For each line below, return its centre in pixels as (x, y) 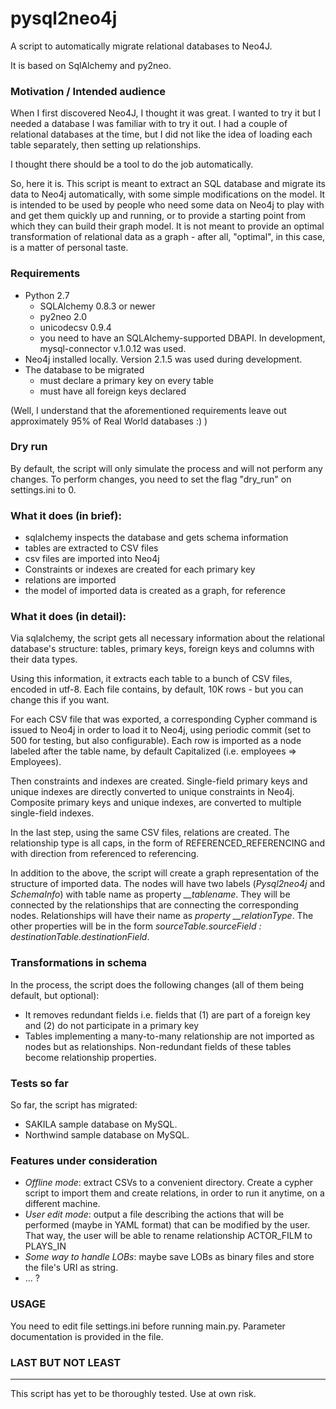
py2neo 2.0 (63, 316)
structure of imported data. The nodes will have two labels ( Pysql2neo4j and (168, 884)
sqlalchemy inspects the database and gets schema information (156, 538)
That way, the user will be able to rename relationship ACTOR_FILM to (168, 1236)
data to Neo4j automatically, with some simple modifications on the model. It (168, 194)
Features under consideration (84, 1160)
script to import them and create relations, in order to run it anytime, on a (174, 1193)
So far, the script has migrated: (74, 1105)
